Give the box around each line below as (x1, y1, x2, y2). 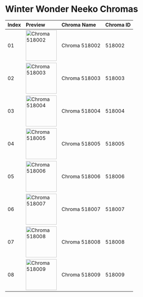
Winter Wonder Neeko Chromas (5, 3, 139, 15)
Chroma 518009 (61, 271, 101, 278)
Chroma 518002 (61, 42, 101, 49)
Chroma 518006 (61, 173, 101, 180)
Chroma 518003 (61, 75, 101, 82)
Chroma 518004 (61, 107, 101, 114)
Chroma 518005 (61, 140, 101, 147)
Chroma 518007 (61, 206, 101, 212)
